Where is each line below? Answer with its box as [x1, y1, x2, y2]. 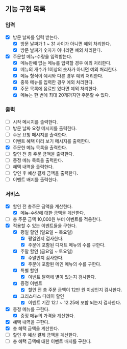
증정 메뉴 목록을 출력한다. [12, 157, 64, 163]
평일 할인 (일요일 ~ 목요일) [20, 229, 73, 235]
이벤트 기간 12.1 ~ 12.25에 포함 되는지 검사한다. [28, 299, 121, 306]
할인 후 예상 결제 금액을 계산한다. [12, 332, 78, 338]
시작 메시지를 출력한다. [12, 118, 58, 125]
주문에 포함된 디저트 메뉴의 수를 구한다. [28, 241, 106, 248]
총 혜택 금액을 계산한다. [12, 325, 60, 332]
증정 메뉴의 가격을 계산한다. [20, 312, 75, 319]
